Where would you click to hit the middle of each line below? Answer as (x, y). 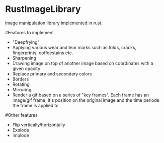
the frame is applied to (35, 105)
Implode (21, 135)
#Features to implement (29, 32)
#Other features (22, 115)
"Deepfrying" (26, 42)
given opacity (26, 69)
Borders (20, 79)
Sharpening (24, 58)
